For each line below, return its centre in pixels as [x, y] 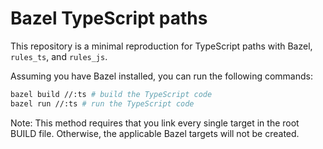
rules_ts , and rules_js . [59, 56]
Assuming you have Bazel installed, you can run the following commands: [161, 76]
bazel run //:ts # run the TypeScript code [102, 103]
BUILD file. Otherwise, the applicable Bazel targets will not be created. [155, 133]
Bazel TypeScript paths [109, 18]
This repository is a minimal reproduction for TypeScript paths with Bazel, [161, 46]
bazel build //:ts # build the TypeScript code [111, 94]
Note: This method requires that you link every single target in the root [155, 123]
